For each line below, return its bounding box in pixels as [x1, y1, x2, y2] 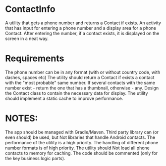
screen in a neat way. [5, 36, 49, 41]
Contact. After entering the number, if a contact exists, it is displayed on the [5, 30, 160, 36]
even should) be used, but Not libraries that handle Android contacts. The [5, 134, 155, 140]
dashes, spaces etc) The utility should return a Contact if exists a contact [5, 74, 155, 80]
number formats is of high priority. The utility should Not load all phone [5, 145, 150, 151]
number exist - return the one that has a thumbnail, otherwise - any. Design [5, 85, 159, 91]
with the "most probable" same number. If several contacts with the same [5, 80, 155, 85]
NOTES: [5, 113, 38, 124]
